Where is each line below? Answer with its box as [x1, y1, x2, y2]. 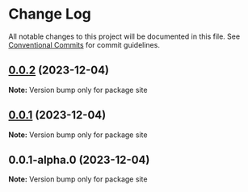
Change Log [8, 5, 91, 23]
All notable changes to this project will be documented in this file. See [8, 31, 241, 41]
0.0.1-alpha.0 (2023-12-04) [8, 152, 150, 166]
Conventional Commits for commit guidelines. [8, 40, 160, 49]
